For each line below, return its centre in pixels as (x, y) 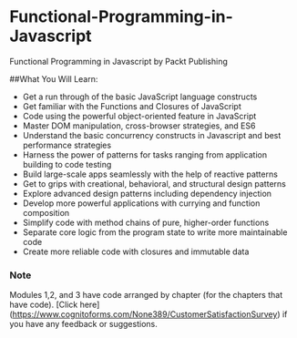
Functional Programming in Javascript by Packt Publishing (118, 61)
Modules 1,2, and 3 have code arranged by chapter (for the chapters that (146, 295)
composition (46, 212)
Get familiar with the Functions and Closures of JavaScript (132, 106)
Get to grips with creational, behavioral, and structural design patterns (154, 183)
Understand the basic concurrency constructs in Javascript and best (152, 135)
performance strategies (67, 145)
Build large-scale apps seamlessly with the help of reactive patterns (150, 174)
